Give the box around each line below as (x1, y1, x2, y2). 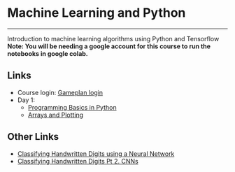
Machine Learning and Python (7, 5, 186, 21)
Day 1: (17, 96, 36, 104)
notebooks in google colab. (7, 49, 89, 57)
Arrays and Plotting (27, 110, 84, 119)
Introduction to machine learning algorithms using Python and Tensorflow (7, 34, 220, 43)
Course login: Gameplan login (17, 88, 104, 96)
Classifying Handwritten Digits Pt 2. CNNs (17, 157, 138, 165)
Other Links (7, 131, 59, 143)
